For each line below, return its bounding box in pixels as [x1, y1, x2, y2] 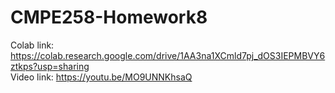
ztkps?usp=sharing [10, 60, 90, 72]
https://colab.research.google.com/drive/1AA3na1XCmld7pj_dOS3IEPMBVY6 [10, 49, 326, 61]
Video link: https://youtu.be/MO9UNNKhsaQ [10, 71, 193, 83]
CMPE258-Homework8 [10, 6, 208, 29]
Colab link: [10, 39, 55, 51]
